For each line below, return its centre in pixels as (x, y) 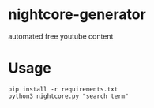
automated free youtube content (61, 36)
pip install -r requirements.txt (63, 89)
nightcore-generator (77, 15)
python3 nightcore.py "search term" (68, 96)
